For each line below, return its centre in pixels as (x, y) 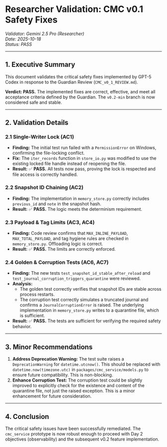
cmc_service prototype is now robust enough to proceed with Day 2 (74, 434)
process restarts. (37, 294)
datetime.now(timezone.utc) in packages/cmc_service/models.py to (81, 370)
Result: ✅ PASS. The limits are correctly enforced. (64, 249)
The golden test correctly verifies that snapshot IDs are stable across (90, 289)
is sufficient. (32, 316)
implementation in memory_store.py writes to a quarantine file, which (89, 310)
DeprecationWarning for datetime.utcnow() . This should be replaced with (86, 364)
